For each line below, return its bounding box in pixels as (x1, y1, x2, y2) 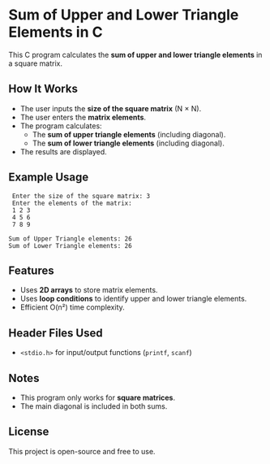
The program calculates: (19, 120, 103, 131)
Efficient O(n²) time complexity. (19, 302, 126, 312)
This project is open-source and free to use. (8, 446, 156, 456)
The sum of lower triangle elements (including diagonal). (32, 138, 225, 148)
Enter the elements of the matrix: (11, 199, 132, 207)
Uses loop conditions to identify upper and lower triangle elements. (19, 294, 247, 304)
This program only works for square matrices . (19, 392, 176, 402)
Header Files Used (8, 326, 103, 340)
